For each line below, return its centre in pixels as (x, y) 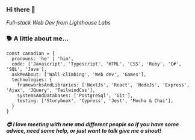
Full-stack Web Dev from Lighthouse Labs (59, 23)
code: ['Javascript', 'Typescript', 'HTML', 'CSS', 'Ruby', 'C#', (97, 64)
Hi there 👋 (21, 10)
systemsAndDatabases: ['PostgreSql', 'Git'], (75, 96)
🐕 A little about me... (38, 38)
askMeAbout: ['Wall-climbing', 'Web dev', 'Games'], (79, 75)
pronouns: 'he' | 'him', (43, 59)
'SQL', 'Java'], (26, 69)
